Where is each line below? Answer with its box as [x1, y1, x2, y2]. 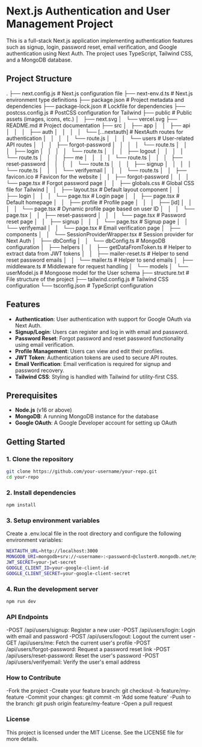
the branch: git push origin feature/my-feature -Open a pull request [6, 700, 173, 707]
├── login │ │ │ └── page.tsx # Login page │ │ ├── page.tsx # [6, 192, 180, 200]
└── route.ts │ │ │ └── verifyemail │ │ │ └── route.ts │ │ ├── [6, 166, 187, 174]
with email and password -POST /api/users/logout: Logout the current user [6, 633, 192, 640]
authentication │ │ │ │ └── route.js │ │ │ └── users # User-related [6, 134, 194, 142]
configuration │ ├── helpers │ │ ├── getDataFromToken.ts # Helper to [6, 243, 191, 251]
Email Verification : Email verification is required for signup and [14, 360, 171, 367]
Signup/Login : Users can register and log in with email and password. [14, 328, 189, 335]
